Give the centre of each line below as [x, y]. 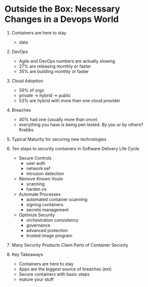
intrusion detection [45, 173]
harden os [36, 189]
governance [38, 225]
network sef [38, 168]
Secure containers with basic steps [54, 274]
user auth [36, 163]
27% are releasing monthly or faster [55, 66]
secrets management [47, 210]
